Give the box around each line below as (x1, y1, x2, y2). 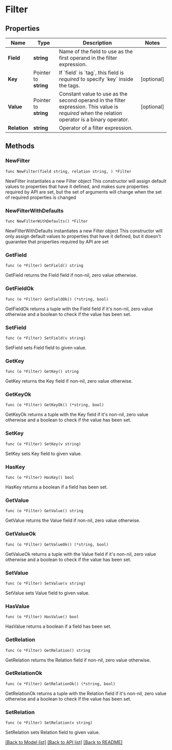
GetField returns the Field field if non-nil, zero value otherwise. (5, 272, 137, 278)
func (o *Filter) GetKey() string (5, 369, 79, 374)
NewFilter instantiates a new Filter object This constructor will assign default (5, 178, 166, 184)
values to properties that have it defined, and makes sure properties (5, 183, 148, 190)
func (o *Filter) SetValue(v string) (5, 580, 86, 586)
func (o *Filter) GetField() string (5, 263, 83, 268)
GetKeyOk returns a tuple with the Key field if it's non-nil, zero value (5, 411, 148, 418)
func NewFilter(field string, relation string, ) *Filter (5, 168, 132, 174)
